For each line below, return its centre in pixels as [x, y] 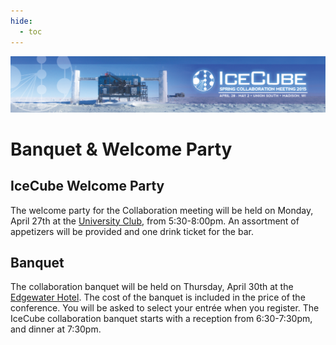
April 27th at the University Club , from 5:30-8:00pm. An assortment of [155, 221]
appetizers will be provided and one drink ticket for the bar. [132, 231]
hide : [21, 21]
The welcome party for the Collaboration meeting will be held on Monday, [162, 210]
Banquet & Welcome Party [121, 149]
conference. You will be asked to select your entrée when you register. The [165, 308]
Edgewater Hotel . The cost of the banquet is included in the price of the [158, 297]
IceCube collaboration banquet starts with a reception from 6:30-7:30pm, [161, 319]
